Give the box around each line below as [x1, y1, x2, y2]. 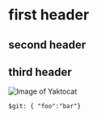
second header [8, 38, 86, 52]
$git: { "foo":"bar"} [8, 103, 82, 111]
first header [8, 6, 90, 24]
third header [8, 65, 73, 78]
